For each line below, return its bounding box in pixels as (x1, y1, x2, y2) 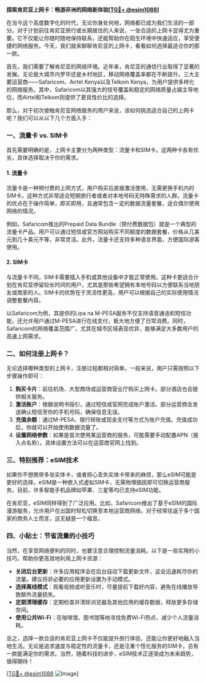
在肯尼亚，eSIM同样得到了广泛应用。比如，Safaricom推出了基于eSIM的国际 (6, 499, 198, 507)
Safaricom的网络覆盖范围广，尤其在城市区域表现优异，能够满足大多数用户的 (6, 325, 199, 332)
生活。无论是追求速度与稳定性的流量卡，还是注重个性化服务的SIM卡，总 (11, 642, 194, 649)
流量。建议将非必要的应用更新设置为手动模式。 (15, 575, 134, 583)
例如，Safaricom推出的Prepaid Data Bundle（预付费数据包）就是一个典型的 (6, 220, 197, 227)
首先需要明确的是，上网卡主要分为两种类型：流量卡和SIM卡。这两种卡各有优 (6, 146, 199, 154)
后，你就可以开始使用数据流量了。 (15, 424, 102, 431)
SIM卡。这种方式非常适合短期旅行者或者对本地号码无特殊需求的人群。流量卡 (6, 192, 199, 199)
